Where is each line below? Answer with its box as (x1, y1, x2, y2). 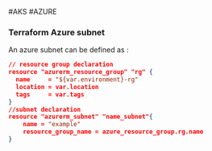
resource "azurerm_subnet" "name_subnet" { (8, 112, 153, 121)
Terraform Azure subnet (8, 27, 106, 38)
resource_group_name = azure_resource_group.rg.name (23, 128, 204, 136)
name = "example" (23, 120, 81, 129)
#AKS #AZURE (8, 7, 57, 16)
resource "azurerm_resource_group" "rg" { (8, 68, 153, 76)
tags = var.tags (15, 90, 85, 99)
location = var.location (15, 83, 99, 91)
